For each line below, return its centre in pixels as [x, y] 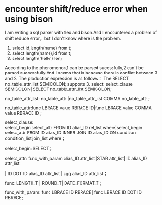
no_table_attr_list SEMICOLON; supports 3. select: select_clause [69, 84]
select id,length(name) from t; [42, 48]
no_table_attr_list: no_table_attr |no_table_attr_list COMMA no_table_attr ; [78, 98]
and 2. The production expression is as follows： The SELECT [67, 78]
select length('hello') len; [37, 58]
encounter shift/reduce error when [76, 9]
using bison [29, 19]
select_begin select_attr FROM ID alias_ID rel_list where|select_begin [74, 127]
